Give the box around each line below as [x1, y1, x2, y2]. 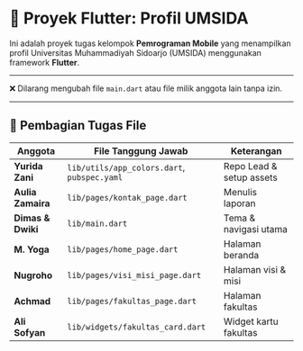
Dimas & [14, 211, 50, 224]
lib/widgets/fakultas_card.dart [67, 321, 207, 332]
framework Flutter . [9, 57, 79, 67]
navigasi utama [224, 222, 289, 235]
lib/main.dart [67, 218, 128, 229]
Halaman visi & [224, 263, 287, 275]
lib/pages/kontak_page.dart [67, 193, 188, 202]
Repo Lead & [224, 159, 278, 172]
